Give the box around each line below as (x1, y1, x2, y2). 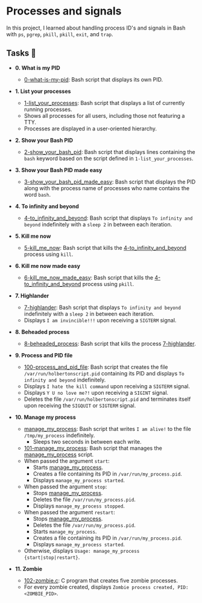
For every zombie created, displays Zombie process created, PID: (24, 583, 189, 590)
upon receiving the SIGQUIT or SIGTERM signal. (24, 401, 136, 409)
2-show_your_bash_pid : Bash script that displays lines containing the (24, 148, 196, 155)
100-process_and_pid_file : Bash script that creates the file (24, 363, 168, 371)
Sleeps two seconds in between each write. (33, 438, 142, 445)
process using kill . (24, 250, 74, 258)
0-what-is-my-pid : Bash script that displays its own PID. (24, 75, 163, 83)
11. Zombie (14, 565, 43, 572)
